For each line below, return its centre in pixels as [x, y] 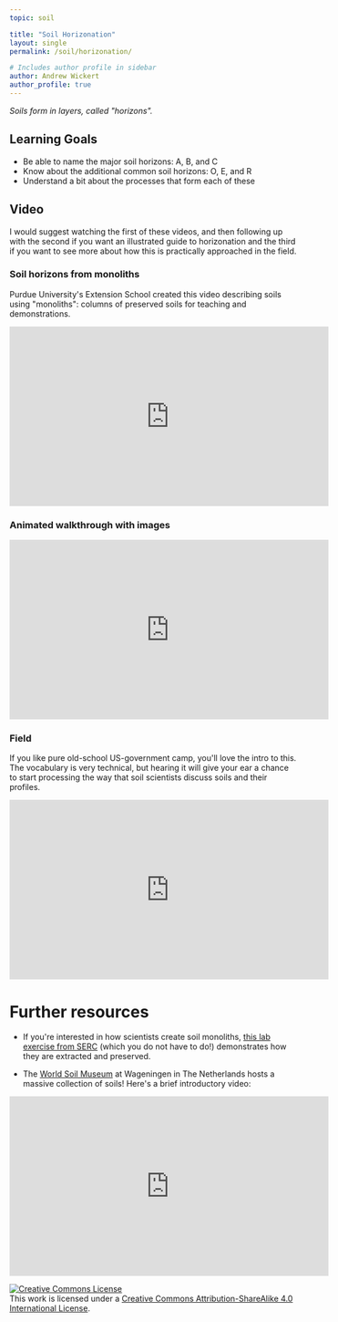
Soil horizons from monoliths [75, 275]
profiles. [25, 787]
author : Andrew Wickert [55, 77]
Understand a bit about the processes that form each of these [139, 181]
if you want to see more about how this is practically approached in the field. [153, 251]
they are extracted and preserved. [87, 1057]
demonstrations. [40, 313]
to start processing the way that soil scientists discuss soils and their [138, 777]
